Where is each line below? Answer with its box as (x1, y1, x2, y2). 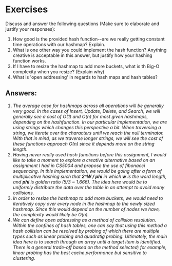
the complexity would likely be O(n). (12, 211, 89, 217)
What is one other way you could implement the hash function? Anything (12, 47, 167, 53)
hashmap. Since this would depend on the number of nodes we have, (12, 206, 160, 212)
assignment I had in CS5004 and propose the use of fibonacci (12, 162, 145, 169)
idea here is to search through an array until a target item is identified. (12, 238, 162, 244)
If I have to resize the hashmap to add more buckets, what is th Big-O (12, 63, 160, 69)
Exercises (5, 4, 48, 15)
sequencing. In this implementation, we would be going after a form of (12, 168, 162, 174)
